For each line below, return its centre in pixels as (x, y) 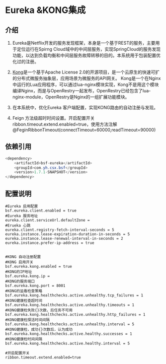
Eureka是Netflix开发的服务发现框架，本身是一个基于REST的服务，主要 (84, 43)
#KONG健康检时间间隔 (24, 339)
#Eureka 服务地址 (22, 216)
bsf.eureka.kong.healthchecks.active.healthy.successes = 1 (69, 334)
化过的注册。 (25, 62)
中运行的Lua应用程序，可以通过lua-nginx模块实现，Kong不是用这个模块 (85, 84)
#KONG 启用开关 (19, 262)
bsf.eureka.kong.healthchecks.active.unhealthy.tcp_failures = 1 (74, 295)
